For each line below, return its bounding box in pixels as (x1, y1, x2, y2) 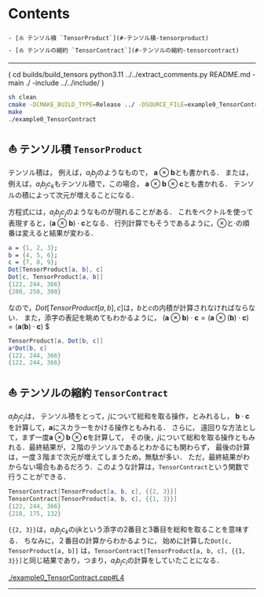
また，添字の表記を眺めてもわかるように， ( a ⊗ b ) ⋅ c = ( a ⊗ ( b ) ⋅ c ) (23, 313, 249, 322)
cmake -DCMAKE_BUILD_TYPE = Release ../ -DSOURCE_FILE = (8, 100, 189, 109)
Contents (8, 5, 71, 23)
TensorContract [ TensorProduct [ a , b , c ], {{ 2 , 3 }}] (8, 488, 178, 495)
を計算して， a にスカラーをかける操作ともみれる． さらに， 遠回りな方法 (8, 422, 242, 432)
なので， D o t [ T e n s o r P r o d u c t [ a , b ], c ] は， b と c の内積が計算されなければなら (8, 302, 249, 312)
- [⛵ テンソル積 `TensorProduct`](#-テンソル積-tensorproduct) (8, 34, 210, 42)
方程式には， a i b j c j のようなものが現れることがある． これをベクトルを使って (8, 206, 254, 218)
